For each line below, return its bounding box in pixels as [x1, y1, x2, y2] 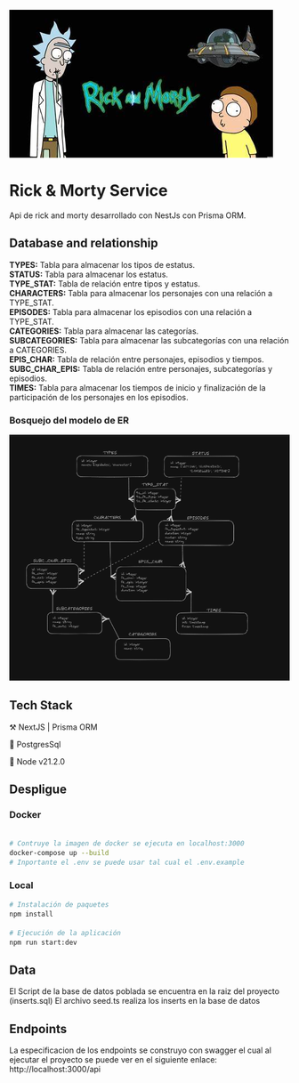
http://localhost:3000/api [9, 1064, 101, 1075]
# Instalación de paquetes [9, 901, 109, 909]
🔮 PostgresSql [9, 739, 61, 749]
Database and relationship [9, 236, 158, 251]
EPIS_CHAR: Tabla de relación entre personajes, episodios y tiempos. [9, 353, 264, 365]
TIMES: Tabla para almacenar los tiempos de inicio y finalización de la [9, 382, 266, 392]
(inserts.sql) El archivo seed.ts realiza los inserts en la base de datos [9, 996, 261, 1006]
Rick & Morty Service [9, 181, 168, 201]
